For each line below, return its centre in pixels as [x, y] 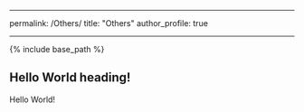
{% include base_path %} [57, 49]
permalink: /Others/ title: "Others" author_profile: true [109, 23]
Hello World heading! [70, 78]
